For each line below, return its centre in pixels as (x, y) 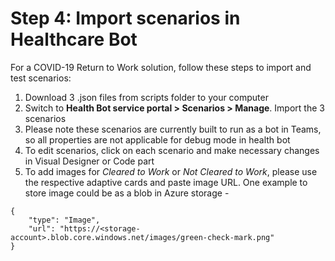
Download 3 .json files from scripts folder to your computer (146, 97)
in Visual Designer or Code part (89, 161)
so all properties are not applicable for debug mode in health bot (157, 139)
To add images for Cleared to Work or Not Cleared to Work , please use (171, 171)
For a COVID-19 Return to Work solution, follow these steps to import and (161, 67)
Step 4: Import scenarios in (125, 18)
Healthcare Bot (74, 39)
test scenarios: (41, 78)
